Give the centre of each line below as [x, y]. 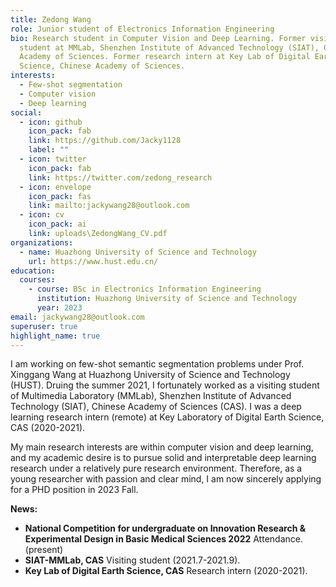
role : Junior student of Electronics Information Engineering [142, 29]
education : [33, 271]
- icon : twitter [53, 159]
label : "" [49, 150]
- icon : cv [42, 215]
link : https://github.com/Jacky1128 [105, 141]
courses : [37, 280]
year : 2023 [59, 308]
